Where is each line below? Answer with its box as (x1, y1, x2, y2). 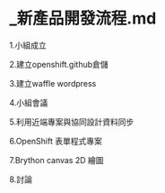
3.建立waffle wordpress (9, 78, 97, 88)
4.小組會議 (9, 96, 48, 108)
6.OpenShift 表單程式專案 (9, 135, 103, 146)
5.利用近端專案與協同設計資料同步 (9, 116, 135, 127)
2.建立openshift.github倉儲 (9, 59, 109, 69)
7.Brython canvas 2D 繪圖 (9, 154, 105, 165)
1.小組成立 (9, 40, 47, 51)
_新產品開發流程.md (9, 8, 157, 29)
